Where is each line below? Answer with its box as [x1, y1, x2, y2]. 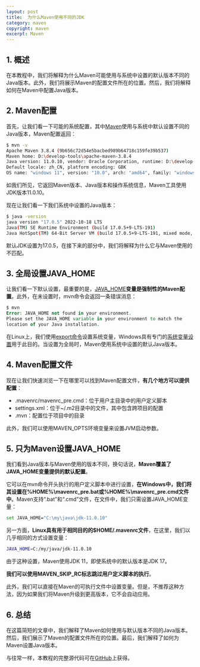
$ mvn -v [6, 142, 28, 148]
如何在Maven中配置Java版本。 [6, 86, 82, 93]
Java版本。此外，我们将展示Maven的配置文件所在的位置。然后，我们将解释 [6, 79, 191, 86]
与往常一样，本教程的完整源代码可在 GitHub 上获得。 [6, 654, 133, 661]
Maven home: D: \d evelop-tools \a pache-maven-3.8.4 [6, 153, 132, 159]
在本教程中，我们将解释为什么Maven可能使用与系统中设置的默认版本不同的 [6, 71, 190, 78]
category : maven [6, 20, 46, 26]
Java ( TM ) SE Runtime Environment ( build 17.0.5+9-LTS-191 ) [6, 225, 156, 231]
